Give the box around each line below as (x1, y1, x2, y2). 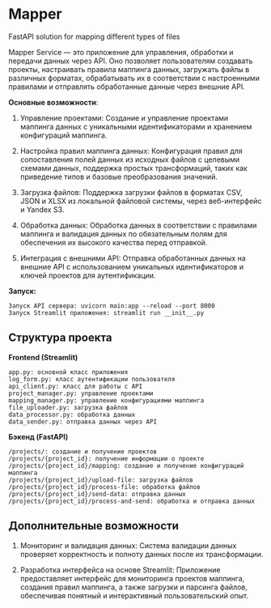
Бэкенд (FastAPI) (8, 432, 69, 441)
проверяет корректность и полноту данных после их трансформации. (19, 549, 264, 559)
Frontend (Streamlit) (8, 352, 78, 362)
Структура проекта (8, 331, 112, 345)
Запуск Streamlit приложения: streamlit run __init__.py (8, 308, 205, 317)
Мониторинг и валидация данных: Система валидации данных (19, 540, 237, 551)
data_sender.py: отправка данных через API (8, 418, 158, 426)
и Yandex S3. (19, 204, 65, 215)
